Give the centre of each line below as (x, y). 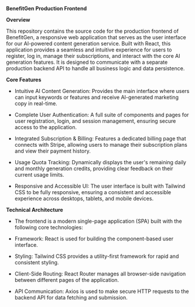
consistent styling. (37, 262)
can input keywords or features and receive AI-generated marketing (96, 97)
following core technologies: (49, 227)
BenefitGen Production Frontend (46, 8)
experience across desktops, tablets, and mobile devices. (84, 199)
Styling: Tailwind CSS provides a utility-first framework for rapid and (97, 256)
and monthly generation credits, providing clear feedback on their (94, 168)
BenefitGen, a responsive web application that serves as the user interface (96, 37)
